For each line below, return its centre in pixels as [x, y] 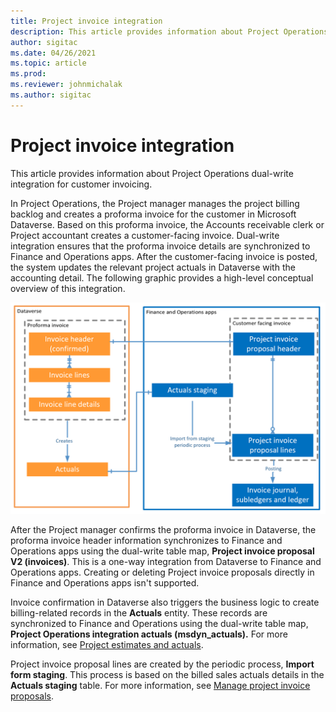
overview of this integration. [68, 288]
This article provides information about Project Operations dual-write [152, 173]
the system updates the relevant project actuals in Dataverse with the [153, 267]
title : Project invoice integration [86, 21]
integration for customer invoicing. [81, 184]
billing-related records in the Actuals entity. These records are [139, 613]
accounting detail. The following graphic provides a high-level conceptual [162, 277]
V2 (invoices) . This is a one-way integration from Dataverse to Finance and [166, 562]
